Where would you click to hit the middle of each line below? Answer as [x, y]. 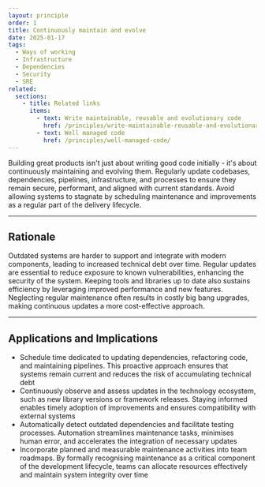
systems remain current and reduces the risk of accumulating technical [135, 374]
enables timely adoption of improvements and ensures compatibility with [138, 408]
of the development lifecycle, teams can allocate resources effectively [134, 466]
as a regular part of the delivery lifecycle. [75, 204]
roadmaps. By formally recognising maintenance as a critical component [137, 458]
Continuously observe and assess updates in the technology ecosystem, [138, 391]
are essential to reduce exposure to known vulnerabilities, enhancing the [126, 272]
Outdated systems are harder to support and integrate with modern [117, 256]
